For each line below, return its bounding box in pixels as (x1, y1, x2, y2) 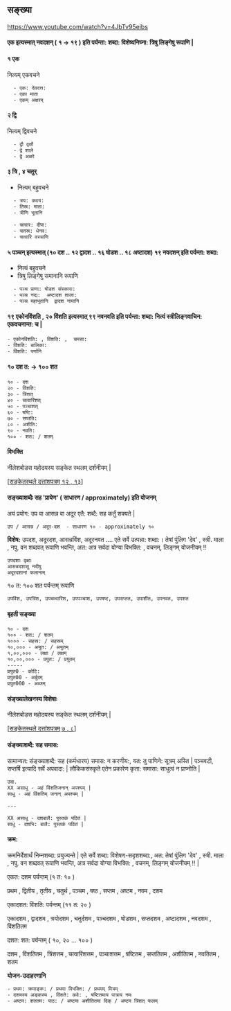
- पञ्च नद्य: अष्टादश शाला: (13, 292, 77, 299)
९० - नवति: (7, 427, 36, 434)
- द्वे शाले (13, 147, 33, 154)
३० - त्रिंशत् (7, 390, 33, 398)
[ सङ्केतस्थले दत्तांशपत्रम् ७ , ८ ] (7, 724, 77, 732)
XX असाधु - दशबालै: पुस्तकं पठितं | (7, 814, 87, 822)
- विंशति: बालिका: (7, 342, 48, 349)
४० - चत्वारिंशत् (7, 396, 41, 403)
